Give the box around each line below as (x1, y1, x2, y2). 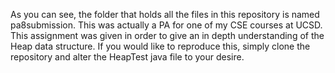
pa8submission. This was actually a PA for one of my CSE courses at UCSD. (10, 19, 323, 31)
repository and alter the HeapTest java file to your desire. (10, 51, 245, 63)
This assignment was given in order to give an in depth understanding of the (10, 30, 325, 41)
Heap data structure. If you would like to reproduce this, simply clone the (10, 40, 311, 52)
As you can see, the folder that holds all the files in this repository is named (10, 9, 320, 20)
